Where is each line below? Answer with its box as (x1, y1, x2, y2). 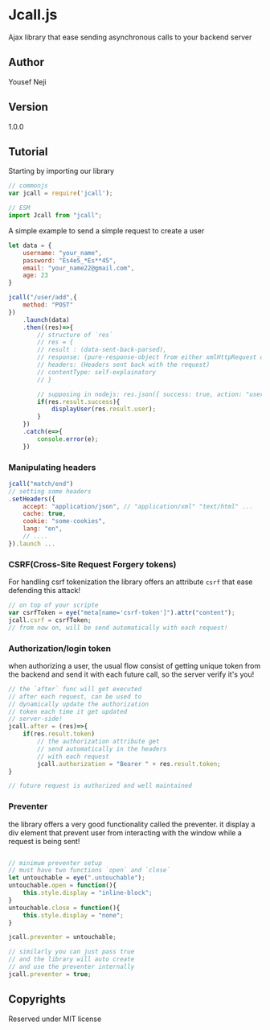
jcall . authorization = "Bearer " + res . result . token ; (37, 760, 221, 768)
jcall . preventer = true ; (8, 970, 92, 978)
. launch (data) (22, 315, 70, 323)
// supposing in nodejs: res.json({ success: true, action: (37, 390, 243, 398)
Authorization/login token (8, 642, 111, 653)
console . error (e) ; (37, 435, 99, 443)
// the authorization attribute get (37, 738, 160, 746)
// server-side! (8, 715, 63, 723)
